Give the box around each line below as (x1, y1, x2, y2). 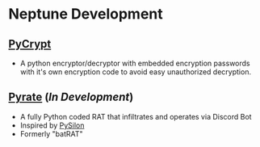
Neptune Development (8, 5, 163, 23)
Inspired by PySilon (19, 120, 85, 130)
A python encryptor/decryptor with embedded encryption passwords (19, 58, 250, 68)
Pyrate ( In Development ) (8, 90, 134, 104)
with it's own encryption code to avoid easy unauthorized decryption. (19, 67, 252, 77)
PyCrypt (8, 37, 52, 51)
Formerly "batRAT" (19, 128, 83, 138)
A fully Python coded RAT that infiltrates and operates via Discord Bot (19, 111, 252, 121)
